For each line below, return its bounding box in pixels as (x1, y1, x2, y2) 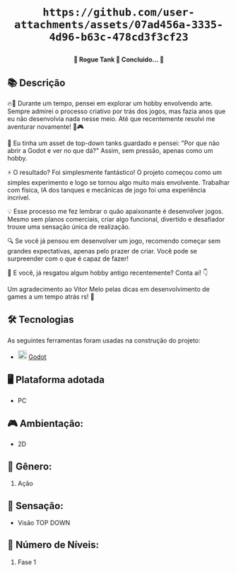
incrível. (7, 193, 30, 202)
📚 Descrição (7, 76, 66, 88)
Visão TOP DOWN (17, 519, 71, 527)
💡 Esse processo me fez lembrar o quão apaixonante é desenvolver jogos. (7, 207, 224, 215)
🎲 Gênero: (7, 460, 52, 472)
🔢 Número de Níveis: (7, 539, 100, 551)
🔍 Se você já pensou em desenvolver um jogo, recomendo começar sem (7, 236, 221, 245)
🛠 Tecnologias (7, 314, 74, 326)
